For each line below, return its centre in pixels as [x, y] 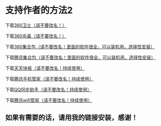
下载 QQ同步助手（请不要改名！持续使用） [48, 89]
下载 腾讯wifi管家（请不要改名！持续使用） [49, 100]
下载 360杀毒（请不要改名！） [36, 36]
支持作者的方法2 [39, 10]
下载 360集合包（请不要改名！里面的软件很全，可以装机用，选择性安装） [80, 46]
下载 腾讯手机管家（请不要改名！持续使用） [49, 79]
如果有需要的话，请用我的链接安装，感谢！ [71, 118]
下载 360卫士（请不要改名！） [36, 25]
